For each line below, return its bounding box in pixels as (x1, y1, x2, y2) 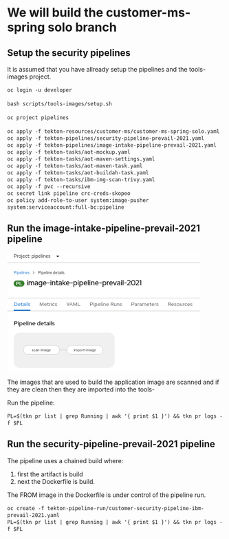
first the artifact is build (17, 470, 84, 478)
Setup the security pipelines (7, 47, 131, 59)
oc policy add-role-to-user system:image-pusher (7, 197, 149, 204)
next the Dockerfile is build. (17, 477, 95, 485)
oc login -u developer (7, 87, 72, 94)
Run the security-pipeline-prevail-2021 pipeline (7, 438, 215, 450)
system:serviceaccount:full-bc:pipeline (7, 204, 125, 211)
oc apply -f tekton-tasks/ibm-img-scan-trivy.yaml (7, 176, 155, 183)
